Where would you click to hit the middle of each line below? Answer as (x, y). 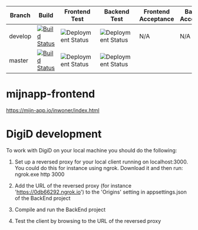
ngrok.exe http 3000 (39, 174)
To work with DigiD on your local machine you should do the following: (92, 150)
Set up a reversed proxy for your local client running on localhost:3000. (101, 162)
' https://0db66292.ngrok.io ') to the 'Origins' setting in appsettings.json (101, 192)
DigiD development (54, 134)
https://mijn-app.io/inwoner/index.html (53, 110)
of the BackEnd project (42, 198)
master (19, 60)
